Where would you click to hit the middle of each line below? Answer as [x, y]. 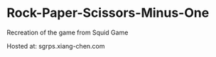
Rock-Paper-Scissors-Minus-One [108, 13]
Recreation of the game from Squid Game [67, 32]
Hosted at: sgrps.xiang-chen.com [56, 46]
